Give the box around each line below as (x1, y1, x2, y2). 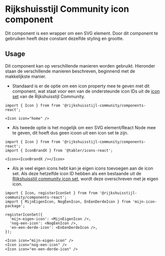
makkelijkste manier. (5, 73, 47, 79)
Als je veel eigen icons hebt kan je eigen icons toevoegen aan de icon (12, 165, 153, 171)
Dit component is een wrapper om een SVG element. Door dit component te (5, 30, 158, 36)
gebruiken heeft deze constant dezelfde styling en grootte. (5, 36, 124, 41)
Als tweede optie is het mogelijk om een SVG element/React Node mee (12, 124, 156, 130)
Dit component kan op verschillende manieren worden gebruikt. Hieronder (5, 63, 156, 69)
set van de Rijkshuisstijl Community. (12, 93, 85, 99)
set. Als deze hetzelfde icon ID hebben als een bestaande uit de (12, 170, 141, 176)
